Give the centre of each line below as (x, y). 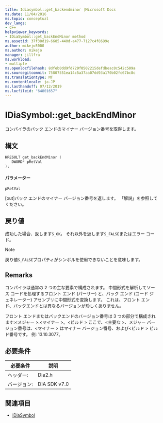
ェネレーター (18, 300)
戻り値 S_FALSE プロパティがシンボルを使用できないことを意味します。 (74, 259)
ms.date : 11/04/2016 (26, 14)
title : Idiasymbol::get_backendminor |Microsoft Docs (61, 9)
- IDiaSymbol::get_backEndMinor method (45, 37)
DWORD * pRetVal (27, 162)
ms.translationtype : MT (29, 77)
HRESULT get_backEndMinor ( (33, 158)
